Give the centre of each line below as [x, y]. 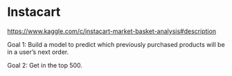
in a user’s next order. [38, 52]
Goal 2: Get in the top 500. [45, 65]
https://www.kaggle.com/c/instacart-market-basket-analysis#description [112, 31]
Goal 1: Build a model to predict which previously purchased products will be [116, 44]
